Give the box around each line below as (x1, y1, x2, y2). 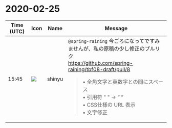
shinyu (47, 75, 63, 82)
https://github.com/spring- (68, 59, 133, 66)
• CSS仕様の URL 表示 (82, 101, 136, 108)
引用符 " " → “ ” (87, 93, 124, 100)
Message (104, 24, 128, 32)
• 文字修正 (82, 109, 107, 116)
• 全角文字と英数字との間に (82, 78, 148, 85)
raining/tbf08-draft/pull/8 (68, 66, 131, 73)
